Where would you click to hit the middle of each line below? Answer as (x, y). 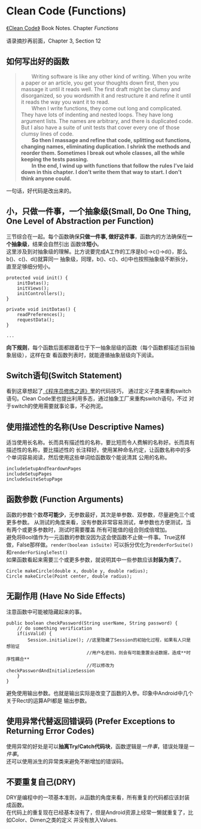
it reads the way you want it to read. (65, 102)
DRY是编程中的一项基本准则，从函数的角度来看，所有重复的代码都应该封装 (98, 798)
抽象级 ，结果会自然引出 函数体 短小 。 (57, 244)
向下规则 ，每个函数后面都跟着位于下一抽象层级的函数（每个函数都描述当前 (98, 347)
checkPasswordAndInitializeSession (51, 671)
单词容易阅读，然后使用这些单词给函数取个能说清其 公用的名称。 (91, 458)
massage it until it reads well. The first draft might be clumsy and (100, 89)
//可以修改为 (100, 665)
